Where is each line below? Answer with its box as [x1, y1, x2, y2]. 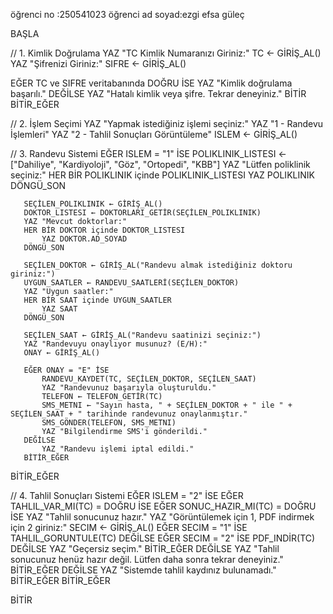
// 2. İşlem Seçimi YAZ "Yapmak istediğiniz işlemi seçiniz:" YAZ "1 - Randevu [10, 118, 324, 129]
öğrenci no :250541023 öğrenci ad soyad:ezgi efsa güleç [10, 9, 245, 20]
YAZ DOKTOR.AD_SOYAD [41, 234, 128, 244]
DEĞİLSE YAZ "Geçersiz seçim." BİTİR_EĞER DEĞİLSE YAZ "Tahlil [10, 543, 280, 554]
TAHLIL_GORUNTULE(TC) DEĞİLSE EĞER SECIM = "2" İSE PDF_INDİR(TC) [10, 532, 316, 544]
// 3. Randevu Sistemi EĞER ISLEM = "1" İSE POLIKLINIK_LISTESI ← [10, 148, 287, 159]
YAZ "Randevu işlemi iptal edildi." [41, 444, 195, 454]
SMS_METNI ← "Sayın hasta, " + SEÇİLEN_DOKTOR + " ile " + [41, 400, 293, 410]
